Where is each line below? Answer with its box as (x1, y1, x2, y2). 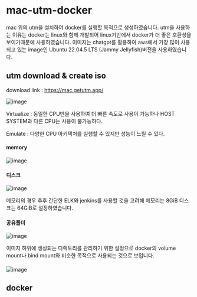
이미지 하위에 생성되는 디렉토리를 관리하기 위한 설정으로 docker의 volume (6, 244, 176, 252)
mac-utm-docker (6, 4, 93, 17)
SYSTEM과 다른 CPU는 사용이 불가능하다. (6, 118, 103, 125)
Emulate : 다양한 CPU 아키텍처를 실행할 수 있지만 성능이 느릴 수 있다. (6, 130, 165, 137)
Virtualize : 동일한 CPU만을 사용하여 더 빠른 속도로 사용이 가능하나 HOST (6, 110, 175, 117)
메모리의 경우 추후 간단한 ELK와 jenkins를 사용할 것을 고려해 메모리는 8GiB (6, 197, 178, 204)
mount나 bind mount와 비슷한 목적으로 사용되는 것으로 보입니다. (6, 252, 155, 259)
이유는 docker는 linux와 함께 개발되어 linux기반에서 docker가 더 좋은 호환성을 (12, 31, 192, 38)
